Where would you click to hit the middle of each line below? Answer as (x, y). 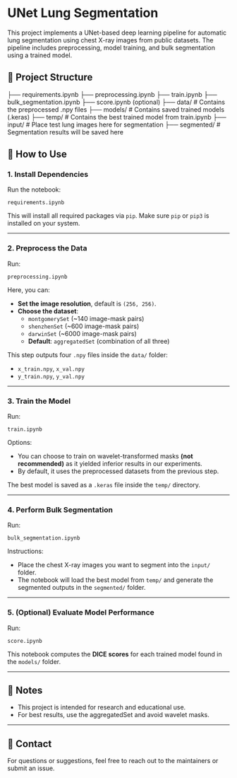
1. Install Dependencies (48, 175)
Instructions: (25, 551)
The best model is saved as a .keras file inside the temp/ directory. (104, 485)
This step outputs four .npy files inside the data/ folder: (87, 354)
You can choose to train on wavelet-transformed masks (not (105, 456)
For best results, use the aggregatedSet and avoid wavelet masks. (114, 715)
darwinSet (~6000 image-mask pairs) (83, 333)
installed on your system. (44, 223)
